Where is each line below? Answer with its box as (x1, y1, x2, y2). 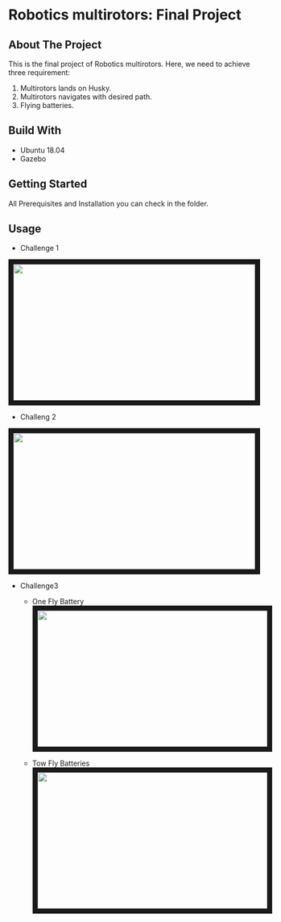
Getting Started (8, 177, 88, 191)
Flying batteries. (19, 101, 74, 110)
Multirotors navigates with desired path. (19, 92, 153, 102)
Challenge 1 (19, 244, 59, 253)
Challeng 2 (19, 412, 56, 422)
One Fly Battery (31, 597, 85, 607)
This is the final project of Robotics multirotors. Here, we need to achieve (8, 59, 250, 69)
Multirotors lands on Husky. (19, 83, 112, 93)
